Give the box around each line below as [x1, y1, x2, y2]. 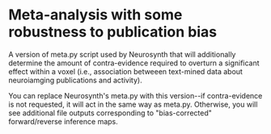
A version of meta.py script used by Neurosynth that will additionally [8, 49, 236, 59]
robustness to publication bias [8, 23, 217, 41]
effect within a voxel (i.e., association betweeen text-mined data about [8, 66, 243, 76]
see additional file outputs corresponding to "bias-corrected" [8, 107, 213, 118]
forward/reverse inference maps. [8, 116, 119, 126]
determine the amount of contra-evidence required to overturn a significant [8, 58, 260, 68]
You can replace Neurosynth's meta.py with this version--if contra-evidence [8, 90, 263, 100]
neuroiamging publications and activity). [8, 75, 143, 85]
